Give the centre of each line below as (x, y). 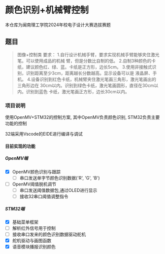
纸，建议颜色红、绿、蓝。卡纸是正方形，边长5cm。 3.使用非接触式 (84, 67)
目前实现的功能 (20, 146)
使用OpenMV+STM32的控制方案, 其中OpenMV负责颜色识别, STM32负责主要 (82, 117)
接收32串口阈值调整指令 (44, 196)
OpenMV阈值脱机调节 (34, 184)
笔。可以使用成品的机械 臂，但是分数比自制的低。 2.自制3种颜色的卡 (86, 61)
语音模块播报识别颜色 (34, 247)
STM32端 (15, 209)
